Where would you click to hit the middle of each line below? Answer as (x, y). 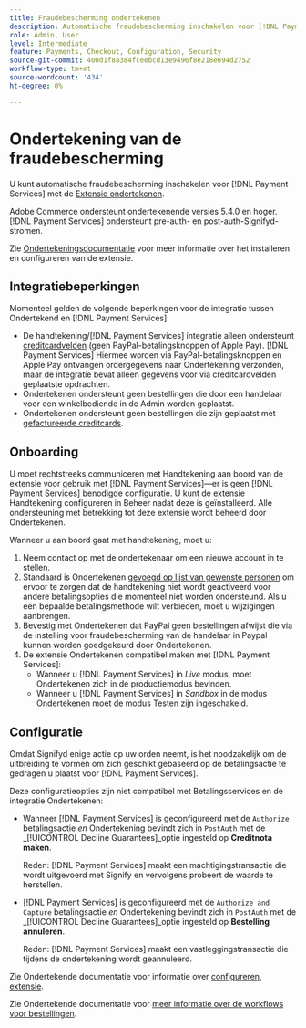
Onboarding (44, 451)
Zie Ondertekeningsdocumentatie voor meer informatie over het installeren (149, 248)
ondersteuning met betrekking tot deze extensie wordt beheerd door (138, 513)
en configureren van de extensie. (71, 257)
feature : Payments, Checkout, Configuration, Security (116, 52)
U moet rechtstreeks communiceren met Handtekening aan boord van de (147, 474)
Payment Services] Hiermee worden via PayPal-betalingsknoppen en (152, 355)
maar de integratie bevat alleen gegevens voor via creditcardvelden (149, 374)
